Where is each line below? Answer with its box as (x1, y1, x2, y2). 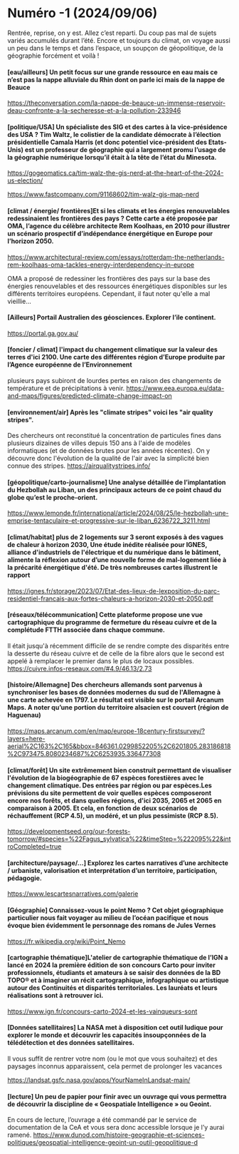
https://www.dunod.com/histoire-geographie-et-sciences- (33, 1130, 205, 1139)
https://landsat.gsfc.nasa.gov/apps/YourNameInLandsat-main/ (7, 1076, 191, 1084)
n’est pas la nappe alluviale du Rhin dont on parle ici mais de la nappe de (7, 75, 225, 83)
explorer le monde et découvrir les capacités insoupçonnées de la (7, 1031, 206, 1039)
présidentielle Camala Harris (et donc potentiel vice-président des (7, 138, 208, 146)
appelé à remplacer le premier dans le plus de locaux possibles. (7, 656, 194, 665)
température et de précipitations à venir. (7, 384, 125, 392)
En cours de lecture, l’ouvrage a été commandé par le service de (7, 1115, 197, 1124)
